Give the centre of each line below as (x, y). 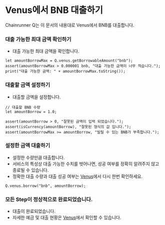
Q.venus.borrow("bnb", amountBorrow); (45, 186)
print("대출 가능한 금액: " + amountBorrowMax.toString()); (65, 71)
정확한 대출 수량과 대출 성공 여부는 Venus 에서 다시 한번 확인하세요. (77, 176)
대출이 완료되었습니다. (34, 211)
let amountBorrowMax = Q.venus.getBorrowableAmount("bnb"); (69, 61)
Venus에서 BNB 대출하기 (54, 10)
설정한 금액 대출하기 (28, 146)
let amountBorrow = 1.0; (31, 111)
